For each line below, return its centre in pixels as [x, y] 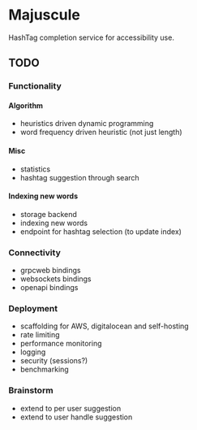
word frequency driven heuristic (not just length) [101, 132]
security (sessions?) [54, 361]
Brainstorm [31, 390]
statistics [35, 169]
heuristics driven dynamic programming [87, 124]
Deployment [33, 309]
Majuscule [45, 15]
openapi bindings [49, 288]
